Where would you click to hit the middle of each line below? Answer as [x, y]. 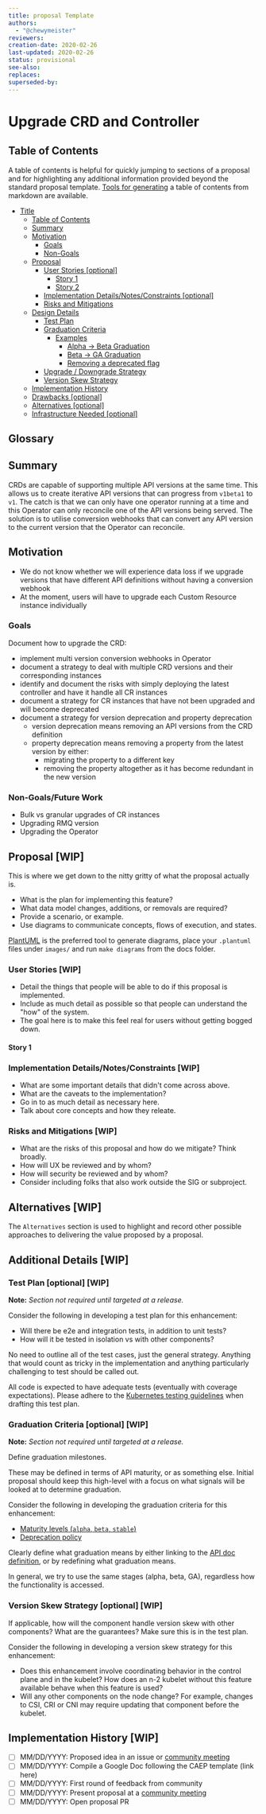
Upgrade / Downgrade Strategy [95, 372]
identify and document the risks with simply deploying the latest [124, 683]
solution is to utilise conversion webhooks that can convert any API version [131, 519]
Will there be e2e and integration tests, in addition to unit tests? [123, 1330]
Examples [71, 337]
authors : [23, 23]
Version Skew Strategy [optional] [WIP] [85, 1606]
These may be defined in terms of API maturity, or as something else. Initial [131, 1473]
